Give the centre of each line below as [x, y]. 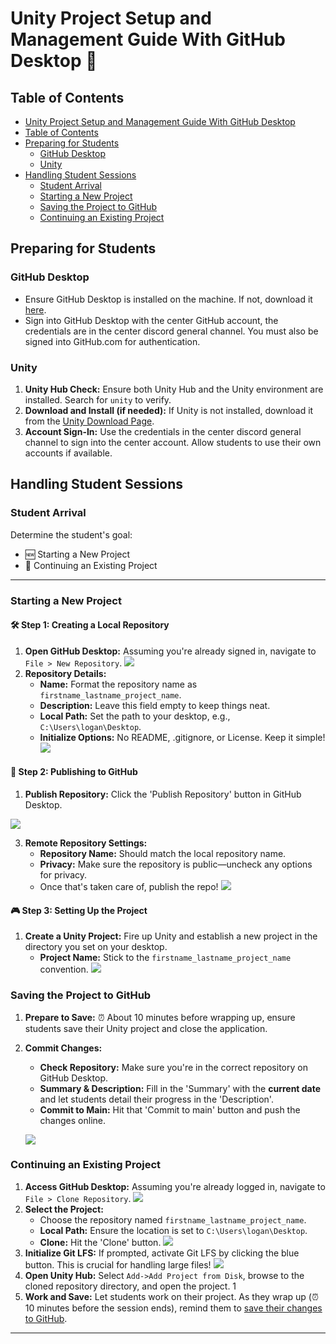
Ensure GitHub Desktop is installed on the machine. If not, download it [168, 299]
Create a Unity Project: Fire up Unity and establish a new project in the [171, 936]
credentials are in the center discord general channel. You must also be [171, 331]
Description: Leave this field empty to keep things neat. [155, 705]
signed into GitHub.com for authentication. [112, 341]
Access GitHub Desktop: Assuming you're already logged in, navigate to [175, 1186]
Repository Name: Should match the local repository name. [163, 853]
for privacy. [63, 875]
